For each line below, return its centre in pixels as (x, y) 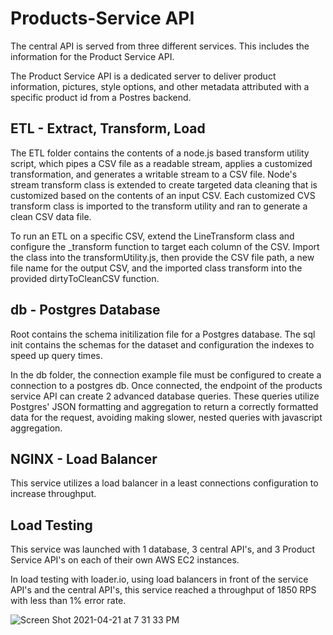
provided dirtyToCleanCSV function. (85, 278)
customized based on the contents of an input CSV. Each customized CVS (163, 195)
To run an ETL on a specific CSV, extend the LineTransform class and (152, 236)
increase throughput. (53, 494)
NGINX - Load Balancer (84, 458)
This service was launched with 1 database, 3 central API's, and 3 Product (163, 549)
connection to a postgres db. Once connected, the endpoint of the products (166, 385)
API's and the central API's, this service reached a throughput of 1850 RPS (163, 590)
